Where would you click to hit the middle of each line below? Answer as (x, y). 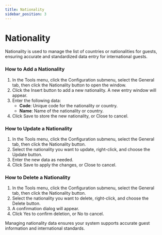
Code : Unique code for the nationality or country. (68, 105)
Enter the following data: (36, 101)
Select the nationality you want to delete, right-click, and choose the (80, 198)
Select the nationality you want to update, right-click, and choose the (81, 150)
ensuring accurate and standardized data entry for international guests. (76, 57)
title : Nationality (25, 9)
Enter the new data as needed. (43, 160)
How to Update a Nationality (39, 128)
